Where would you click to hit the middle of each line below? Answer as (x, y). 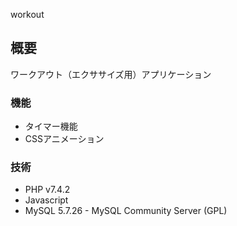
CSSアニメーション (64, 139)
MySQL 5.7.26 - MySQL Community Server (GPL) (126, 211)
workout (27, 14)
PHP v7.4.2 (47, 190)
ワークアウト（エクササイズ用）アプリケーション (111, 74)
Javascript (46, 200)
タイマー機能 (51, 126)
